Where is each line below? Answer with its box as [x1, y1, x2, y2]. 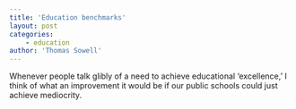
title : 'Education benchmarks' [9, 13, 126, 22]
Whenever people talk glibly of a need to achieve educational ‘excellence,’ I [9, 71, 287, 81]
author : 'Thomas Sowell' [9, 46, 102, 55]
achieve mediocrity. [9, 90, 83, 101]
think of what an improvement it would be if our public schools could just [9, 80, 278, 91]
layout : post [9, 21, 58, 30]
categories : [9, 29, 54, 38]
